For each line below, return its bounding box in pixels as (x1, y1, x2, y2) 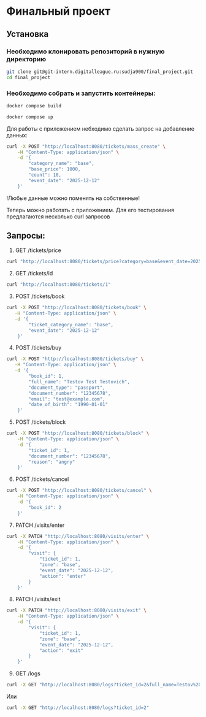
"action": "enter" (39, 573, 86, 579)
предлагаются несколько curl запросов (6, 213, 110, 220)
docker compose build (6, 102, 62, 109)
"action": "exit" (39, 647, 84, 654)
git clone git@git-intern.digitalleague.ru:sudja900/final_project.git (6, 69, 193, 75)
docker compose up (6, 113, 53, 120)
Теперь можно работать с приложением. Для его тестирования (6, 206, 175, 213)
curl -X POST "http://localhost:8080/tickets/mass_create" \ (6, 143, 166, 150)
